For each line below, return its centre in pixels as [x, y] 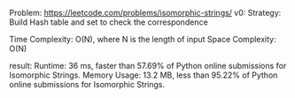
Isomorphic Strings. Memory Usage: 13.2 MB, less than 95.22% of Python [144, 75]
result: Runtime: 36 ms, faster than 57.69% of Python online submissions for [148, 66]
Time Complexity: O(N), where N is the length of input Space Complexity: [143, 39]
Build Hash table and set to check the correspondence [109, 22]
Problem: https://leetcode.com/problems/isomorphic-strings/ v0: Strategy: [145, 13]
